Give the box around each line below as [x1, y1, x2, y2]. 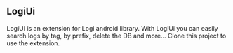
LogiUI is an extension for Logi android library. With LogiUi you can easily [6, 24, 218, 32]
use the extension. [6, 38, 60, 47]
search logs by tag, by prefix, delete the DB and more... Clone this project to [6, 31, 227, 40]
